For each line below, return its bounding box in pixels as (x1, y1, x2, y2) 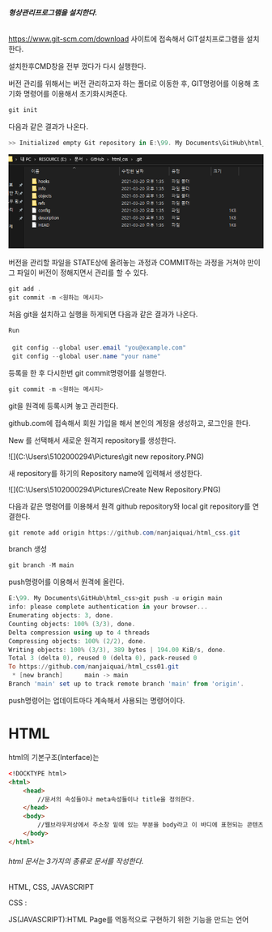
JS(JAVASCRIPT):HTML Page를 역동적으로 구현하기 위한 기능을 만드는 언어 (8, 914, 249, 924)
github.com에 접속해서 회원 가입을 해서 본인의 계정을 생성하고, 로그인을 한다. (8, 418, 251, 427)
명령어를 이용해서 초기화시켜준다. (23, 89, 128, 99)
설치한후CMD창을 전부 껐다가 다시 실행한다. (8, 62, 147, 71)
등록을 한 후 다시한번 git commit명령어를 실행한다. (8, 367, 168, 377)
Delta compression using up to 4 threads (8, 629, 151, 637)
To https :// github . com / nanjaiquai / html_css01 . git (8, 663, 180, 671)
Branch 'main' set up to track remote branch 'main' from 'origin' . (8, 680, 244, 689)
